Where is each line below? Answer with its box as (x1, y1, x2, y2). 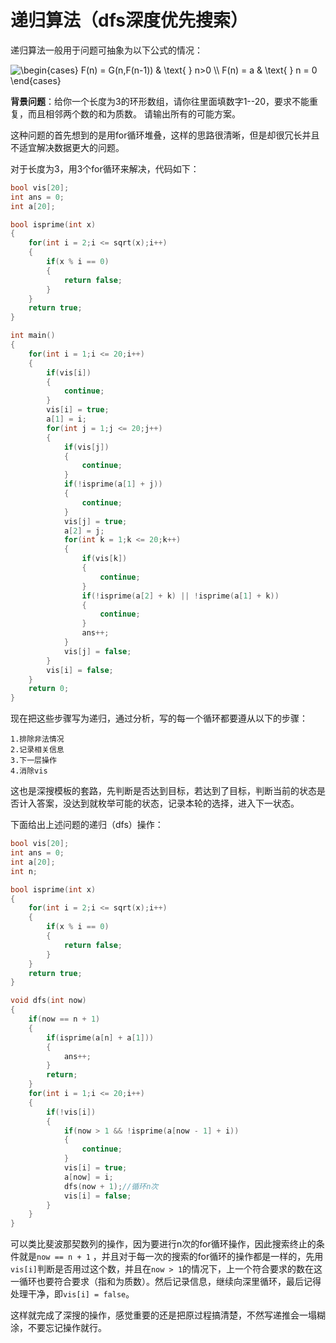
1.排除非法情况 (10, 734, 65, 745)
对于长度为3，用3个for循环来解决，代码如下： (10, 162, 200, 175)
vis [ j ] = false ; (63, 646, 132, 656)
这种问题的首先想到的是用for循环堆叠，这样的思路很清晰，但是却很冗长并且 (10, 129, 320, 141)
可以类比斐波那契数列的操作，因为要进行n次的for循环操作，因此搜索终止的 (10, 1238, 317, 1250)
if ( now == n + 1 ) (28, 1014, 101, 1025)
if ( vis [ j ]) (63, 442, 110, 452)
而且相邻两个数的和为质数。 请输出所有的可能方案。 (27, 107, 241, 120)
